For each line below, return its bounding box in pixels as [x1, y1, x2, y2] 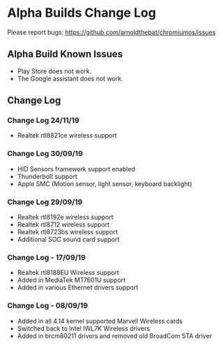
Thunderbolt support [17, 172, 78, 180]
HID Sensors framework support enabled [17, 164, 136, 173]
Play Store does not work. [17, 66, 92, 75]
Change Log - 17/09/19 [7, 252, 86, 262]
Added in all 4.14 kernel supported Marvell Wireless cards [17, 317, 183, 325]
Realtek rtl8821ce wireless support [17, 131, 117, 140]
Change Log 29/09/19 [7, 197, 83, 207]
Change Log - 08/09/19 [7, 301, 89, 310]
